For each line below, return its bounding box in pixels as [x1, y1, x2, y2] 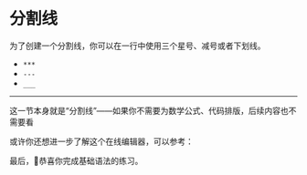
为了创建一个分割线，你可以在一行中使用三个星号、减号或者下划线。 [9, 40, 266, 51]
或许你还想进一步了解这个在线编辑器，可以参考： [9, 136, 194, 147]
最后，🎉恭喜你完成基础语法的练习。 [9, 155, 143, 166]
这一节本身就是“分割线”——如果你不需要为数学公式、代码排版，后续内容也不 [9, 105, 297, 116]
